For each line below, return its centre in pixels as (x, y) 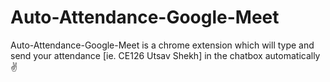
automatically (292, 55)
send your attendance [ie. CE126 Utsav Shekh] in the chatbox (136, 55)
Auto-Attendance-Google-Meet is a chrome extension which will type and (162, 45)
